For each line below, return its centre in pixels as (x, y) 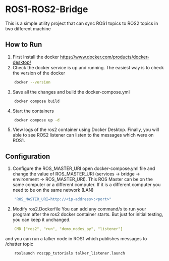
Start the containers (33, 111)
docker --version (33, 82)
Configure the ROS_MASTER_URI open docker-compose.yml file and (84, 168)
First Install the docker (36, 57)
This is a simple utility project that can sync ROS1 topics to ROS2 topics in (82, 23)
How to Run (24, 45)
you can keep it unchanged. (41, 220)
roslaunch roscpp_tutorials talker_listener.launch (70, 253)
